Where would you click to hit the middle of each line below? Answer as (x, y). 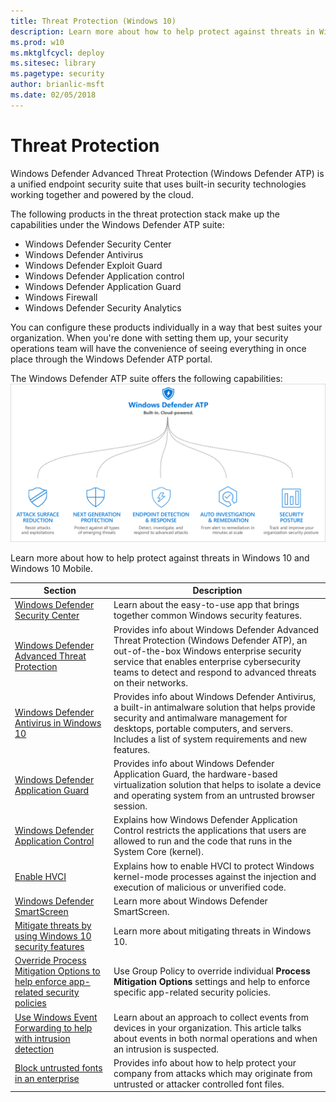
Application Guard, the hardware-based (195, 774)
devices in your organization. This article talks (207, 1027)
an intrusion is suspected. (166, 1049)
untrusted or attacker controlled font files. (199, 1084)
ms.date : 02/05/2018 (53, 95)
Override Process (50, 961)
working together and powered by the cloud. (102, 194)
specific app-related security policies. (192, 992)
